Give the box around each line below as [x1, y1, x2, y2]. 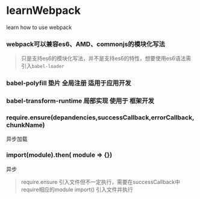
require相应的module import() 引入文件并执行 [20, 186, 134, 193]
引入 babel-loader [20, 62, 64, 70]
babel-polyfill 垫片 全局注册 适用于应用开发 [6, 79, 131, 88]
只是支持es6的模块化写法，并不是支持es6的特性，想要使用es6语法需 [20, 55, 192, 62]
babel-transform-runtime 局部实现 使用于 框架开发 [6, 97, 155, 105]
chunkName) [6, 121, 45, 129]
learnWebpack [6, 4, 81, 18]
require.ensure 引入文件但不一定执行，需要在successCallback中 [20, 178, 181, 185]
